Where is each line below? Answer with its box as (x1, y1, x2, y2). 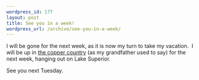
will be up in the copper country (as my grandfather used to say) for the (6, 49, 186, 56)
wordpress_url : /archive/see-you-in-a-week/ (6, 25, 121, 32)
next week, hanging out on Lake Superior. (6, 55, 111, 62)
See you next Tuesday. (6, 67, 64, 75)
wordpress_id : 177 (6, 8, 53, 15)
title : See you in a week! (6, 20, 75, 26)
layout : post (6, 15, 40, 21)
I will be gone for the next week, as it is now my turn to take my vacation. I (6, 42, 194, 50)
